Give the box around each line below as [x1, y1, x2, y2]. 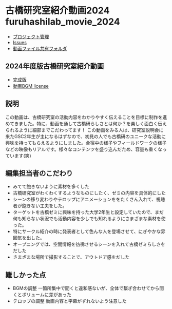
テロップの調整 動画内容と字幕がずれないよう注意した [12, 298, 127, 304]
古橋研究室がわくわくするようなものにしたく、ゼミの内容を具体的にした [12, 190, 166, 196]
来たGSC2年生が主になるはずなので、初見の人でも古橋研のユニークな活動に [5, 133, 166, 139]
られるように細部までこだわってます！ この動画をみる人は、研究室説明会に [5, 127, 164, 133]
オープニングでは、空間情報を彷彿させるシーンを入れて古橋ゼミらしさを [12, 241, 165, 247]
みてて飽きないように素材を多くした [12, 183, 90, 190]
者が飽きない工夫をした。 [12, 203, 67, 209]
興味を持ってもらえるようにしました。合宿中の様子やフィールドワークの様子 [5, 140, 167, 146]
